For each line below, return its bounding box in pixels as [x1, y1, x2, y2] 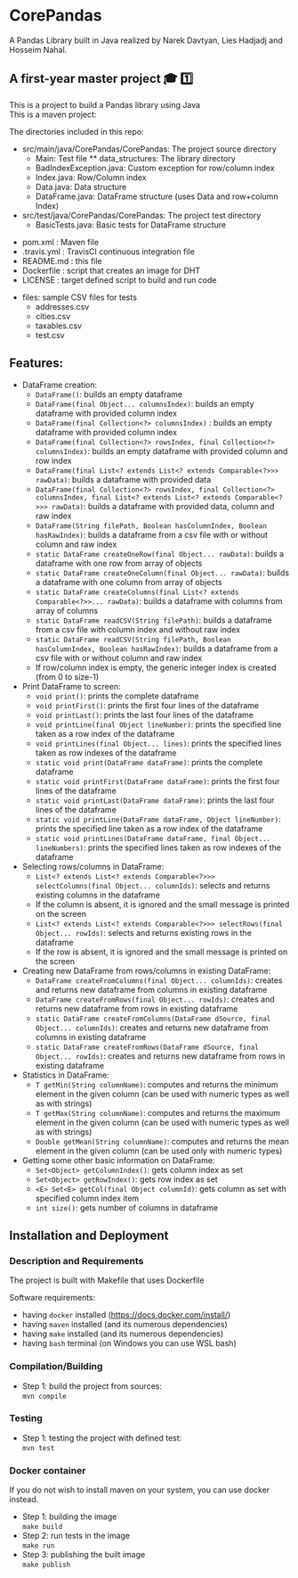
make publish [21, 1560, 71, 1570]
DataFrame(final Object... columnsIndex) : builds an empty [35, 398, 255, 409]
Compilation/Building [9, 1360, 103, 1373]
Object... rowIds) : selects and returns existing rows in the [35, 927, 252, 938]
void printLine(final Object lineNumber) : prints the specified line [35, 719, 282, 730]
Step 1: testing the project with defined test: [21, 1433, 182, 1443]
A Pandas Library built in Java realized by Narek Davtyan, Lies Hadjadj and [9, 35, 283, 45]
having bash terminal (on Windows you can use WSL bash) [21, 1338, 238, 1349]
